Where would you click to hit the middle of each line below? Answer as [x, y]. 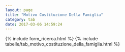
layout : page [19, 10]
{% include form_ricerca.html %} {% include [52, 39]
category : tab [20, 19]
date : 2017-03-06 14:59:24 [34, 24]
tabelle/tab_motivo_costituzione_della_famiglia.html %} [63, 44]
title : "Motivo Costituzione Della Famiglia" [54, 15]
